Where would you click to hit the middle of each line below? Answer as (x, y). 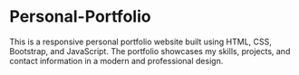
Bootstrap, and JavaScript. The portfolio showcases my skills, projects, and (150, 51)
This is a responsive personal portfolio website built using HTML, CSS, (140, 42)
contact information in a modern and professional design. (116, 61)
